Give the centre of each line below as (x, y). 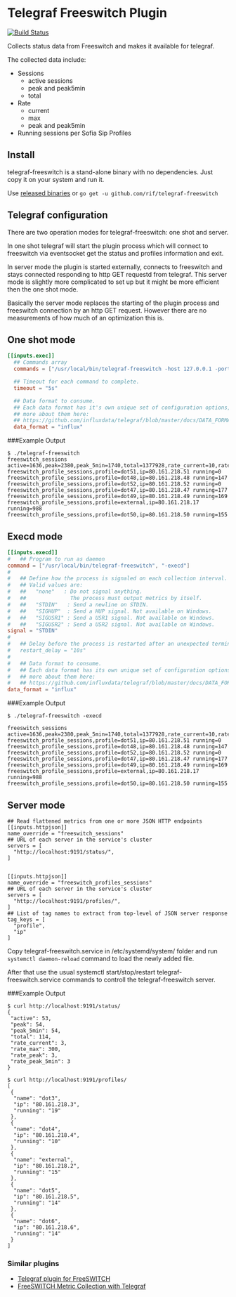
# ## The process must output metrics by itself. (105, 599)
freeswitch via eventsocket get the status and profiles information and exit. (116, 253)
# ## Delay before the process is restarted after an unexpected (108, 644)
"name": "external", (44, 1160)
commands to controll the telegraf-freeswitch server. (139, 979)
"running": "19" (37, 1111)
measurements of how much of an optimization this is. (86, 318)
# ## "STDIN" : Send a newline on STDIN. (78, 605)
